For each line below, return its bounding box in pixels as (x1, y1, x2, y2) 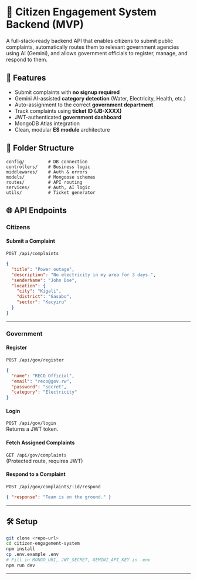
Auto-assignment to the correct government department (14, 101, 154, 108)
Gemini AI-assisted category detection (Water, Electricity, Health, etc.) (14, 95, 186, 102)
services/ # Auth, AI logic (6, 185, 91, 190)
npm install (6, 546, 35, 552)
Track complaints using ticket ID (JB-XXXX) (14, 107, 122, 114)
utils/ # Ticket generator (6, 189, 96, 196)
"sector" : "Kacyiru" (16, 299, 67, 305)
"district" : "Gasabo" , (16, 294, 72, 300)
